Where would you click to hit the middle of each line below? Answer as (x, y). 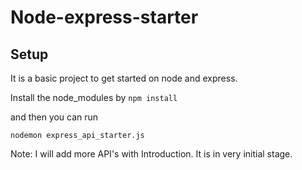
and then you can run (54, 117)
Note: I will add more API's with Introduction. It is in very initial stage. (151, 154)
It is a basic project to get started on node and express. (124, 78)
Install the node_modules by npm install (94, 97)
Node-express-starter (104, 17)
